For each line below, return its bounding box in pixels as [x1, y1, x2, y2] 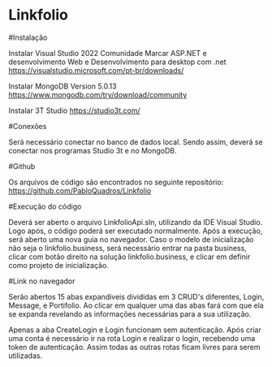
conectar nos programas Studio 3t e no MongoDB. [8, 145, 177, 155]
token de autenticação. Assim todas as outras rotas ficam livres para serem [8, 342, 261, 352]
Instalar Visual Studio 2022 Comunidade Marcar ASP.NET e [8, 48, 207, 58]
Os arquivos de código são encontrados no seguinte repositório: [8, 177, 224, 187]
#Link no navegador [8, 276, 76, 286]
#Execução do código [8, 201, 82, 211]
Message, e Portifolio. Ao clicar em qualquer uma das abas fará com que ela [8, 300, 264, 310]
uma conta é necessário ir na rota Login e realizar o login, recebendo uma [8, 333, 256, 343]
